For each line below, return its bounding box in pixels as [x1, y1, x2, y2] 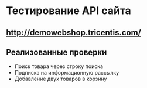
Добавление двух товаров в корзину [14, 75, 107, 83]
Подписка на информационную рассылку [14, 69, 119, 76]
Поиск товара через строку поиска [14, 63, 104, 70]
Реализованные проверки [6, 47, 107, 57]
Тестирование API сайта [6, 4, 132, 18]
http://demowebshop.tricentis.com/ [6, 28, 142, 38]
